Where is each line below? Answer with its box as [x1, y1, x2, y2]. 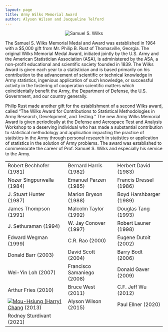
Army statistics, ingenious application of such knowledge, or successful [5, 77, 153, 83]
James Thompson [7, 205, 50, 212]
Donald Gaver [117, 266, 149, 273]
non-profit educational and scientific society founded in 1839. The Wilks [5, 61, 154, 68]
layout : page [5, 7, 32, 13]
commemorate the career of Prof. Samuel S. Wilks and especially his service [5, 146, 162, 152]
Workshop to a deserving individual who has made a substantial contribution [5, 124, 163, 130]
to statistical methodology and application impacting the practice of [5, 130, 144, 136]
